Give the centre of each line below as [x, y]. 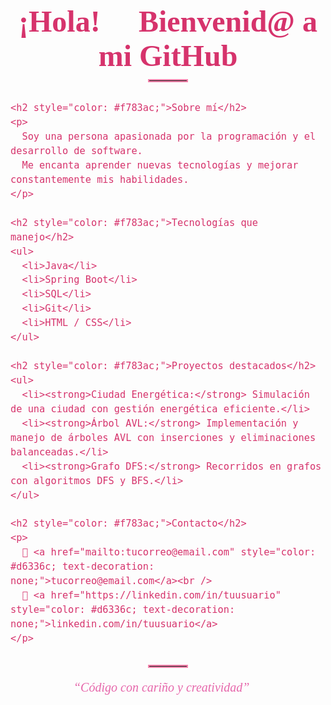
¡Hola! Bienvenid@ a [168, 21]
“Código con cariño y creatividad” [161, 687]
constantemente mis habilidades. [100, 179]
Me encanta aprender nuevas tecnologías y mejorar [160, 165]
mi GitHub [168, 56]
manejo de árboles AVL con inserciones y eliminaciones [163, 437]
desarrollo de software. [76, 151]
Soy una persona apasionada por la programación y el [169, 137]
